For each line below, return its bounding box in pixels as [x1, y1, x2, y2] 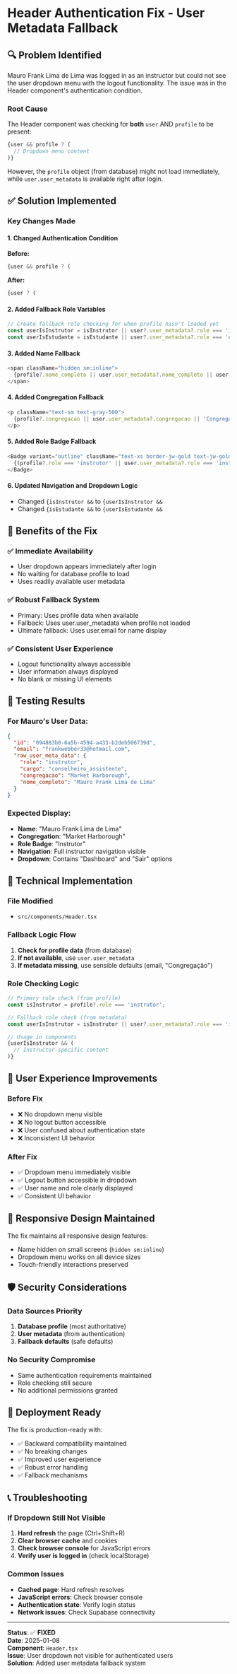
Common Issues [7, 1569, 65, 1579]
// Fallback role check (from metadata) [7, 1014, 128, 1021]
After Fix [7, 1152, 37, 1161]
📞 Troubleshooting [7, 1492, 87, 1504]
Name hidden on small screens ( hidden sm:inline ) [17, 1245, 164, 1253]
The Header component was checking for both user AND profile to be [7, 120, 214, 129]
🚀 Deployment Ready [7, 1407, 102, 1419]
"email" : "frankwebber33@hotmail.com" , [13, 746, 131, 753]
